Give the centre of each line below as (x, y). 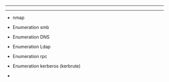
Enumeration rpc (30, 56)
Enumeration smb (31, 27)
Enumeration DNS (31, 37)
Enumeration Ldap (31, 46)
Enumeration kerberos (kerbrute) (47, 66)
